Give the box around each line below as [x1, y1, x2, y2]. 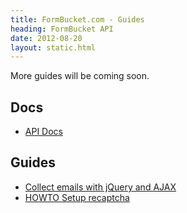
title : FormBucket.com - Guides [10, 14, 145, 25]
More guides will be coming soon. [10, 70, 150, 82]
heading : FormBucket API [10, 24, 114, 34]
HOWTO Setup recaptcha [24, 191, 130, 203]
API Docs [24, 126, 63, 138]
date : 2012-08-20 [10, 33, 83, 43]
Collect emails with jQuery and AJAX [24, 181, 177, 193]
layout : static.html [10, 42, 97, 53]
